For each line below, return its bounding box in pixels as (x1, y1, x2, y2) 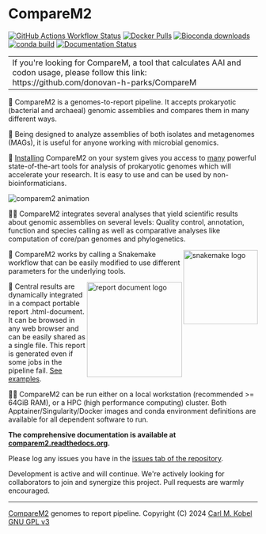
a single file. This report (8, 340, 85, 350)
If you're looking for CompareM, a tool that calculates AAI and (12, 57, 241, 68)
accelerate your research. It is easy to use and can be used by (8, 169, 211, 179)
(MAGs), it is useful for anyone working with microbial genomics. (8, 138, 219, 147)
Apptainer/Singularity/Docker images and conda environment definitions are (8, 406, 256, 415)
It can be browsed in (8, 315, 75, 324)
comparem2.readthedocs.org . (8, 438, 111, 448)
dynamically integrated (8, 290, 83, 299)
